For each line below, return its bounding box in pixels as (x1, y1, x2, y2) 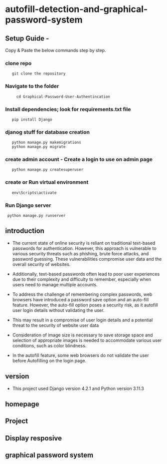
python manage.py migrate (11, 144, 66, 150)
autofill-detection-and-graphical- (5, 4, 148, 15)
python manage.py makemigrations (11, 140, 81, 145)
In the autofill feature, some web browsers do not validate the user (12, 352, 149, 358)
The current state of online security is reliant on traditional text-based (12, 240, 156, 246)
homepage (5, 400, 40, 408)
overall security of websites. (12, 261, 71, 267)
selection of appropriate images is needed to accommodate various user (12, 337, 162, 343)
